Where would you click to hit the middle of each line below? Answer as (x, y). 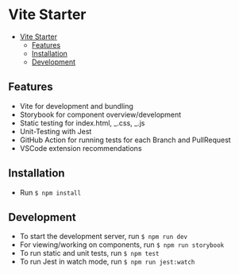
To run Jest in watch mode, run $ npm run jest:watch (107, 262)
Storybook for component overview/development (100, 114)
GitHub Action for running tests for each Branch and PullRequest (125, 140)
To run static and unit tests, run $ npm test (89, 253)
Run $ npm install (50, 192)
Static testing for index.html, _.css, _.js (82, 123)
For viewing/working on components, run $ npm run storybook (122, 245)
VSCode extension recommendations (81, 148)
